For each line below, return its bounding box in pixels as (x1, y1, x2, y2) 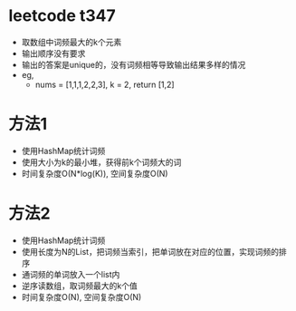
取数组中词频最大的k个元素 (21, 36, 122, 47)
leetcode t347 (8, 5, 117, 26)
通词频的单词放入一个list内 (21, 268, 120, 279)
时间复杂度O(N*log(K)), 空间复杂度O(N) (21, 168, 168, 179)
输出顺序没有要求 (21, 47, 86, 59)
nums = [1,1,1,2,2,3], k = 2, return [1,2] (34, 79, 175, 90)
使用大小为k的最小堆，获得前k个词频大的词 (21, 156, 182, 168)
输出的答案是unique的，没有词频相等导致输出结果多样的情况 (21, 59, 246, 70)
